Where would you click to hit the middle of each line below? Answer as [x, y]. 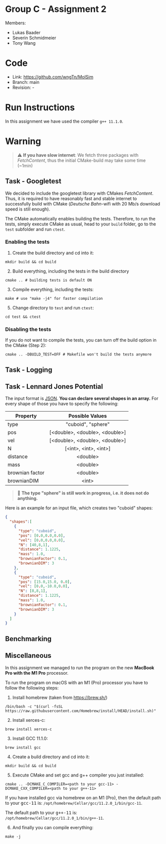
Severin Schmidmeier [34, 38]
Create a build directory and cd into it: [51, 757]
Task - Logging [29, 370]
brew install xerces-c [28, 729]
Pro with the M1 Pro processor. [37, 673]
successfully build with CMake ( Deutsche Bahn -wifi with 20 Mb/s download [83, 204]
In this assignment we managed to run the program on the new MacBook [80, 668]
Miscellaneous [28, 656]
